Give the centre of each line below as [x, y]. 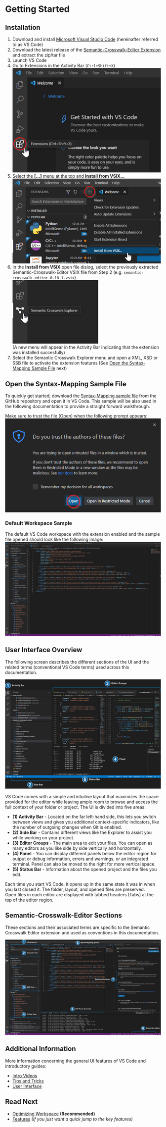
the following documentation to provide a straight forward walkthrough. [78, 407]
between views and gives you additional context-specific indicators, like [86, 822]
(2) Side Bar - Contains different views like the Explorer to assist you [82, 832]
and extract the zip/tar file [39, 55]
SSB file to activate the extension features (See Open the [70, 363]
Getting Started [38, 9]
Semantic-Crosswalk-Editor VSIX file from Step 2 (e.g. [67, 272]
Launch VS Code [29, 60]
